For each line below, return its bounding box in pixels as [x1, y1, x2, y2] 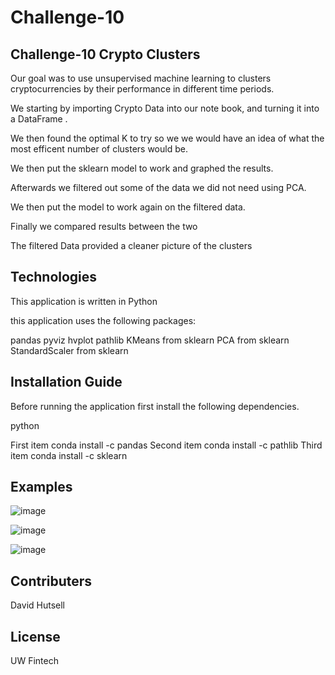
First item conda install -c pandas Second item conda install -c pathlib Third [10, 439, 323, 451]
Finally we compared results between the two [10, 221, 198, 232]
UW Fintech [10, 655, 59, 667]
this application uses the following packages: [10, 314, 197, 326]
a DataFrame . [10, 113, 68, 125]
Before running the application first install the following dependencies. [10, 400, 300, 412]
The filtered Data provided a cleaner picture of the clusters [10, 240, 253, 251]
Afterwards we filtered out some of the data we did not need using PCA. [10, 182, 307, 193]
